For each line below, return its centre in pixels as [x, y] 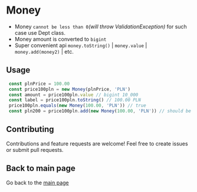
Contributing [30, 129]
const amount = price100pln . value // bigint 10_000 [73, 95]
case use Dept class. [40, 32]
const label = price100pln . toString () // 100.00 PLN [75, 100]
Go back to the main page [37, 183]
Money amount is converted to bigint [60, 39]
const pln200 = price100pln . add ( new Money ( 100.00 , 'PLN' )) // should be [100, 111]
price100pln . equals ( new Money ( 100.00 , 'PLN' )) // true [77, 106]
